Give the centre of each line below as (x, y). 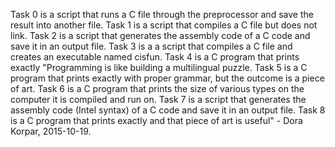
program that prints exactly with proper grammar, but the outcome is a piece (167, 78)
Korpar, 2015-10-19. (51, 131)
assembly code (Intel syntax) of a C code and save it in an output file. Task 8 (168, 110)
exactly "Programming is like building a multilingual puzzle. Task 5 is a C (159, 67)
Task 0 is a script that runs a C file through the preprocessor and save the (162, 14)
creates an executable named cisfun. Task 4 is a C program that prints (155, 57)
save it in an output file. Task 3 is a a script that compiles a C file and (151, 46)
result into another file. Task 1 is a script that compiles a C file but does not (164, 25)
